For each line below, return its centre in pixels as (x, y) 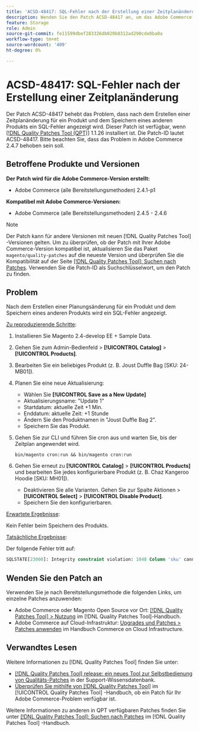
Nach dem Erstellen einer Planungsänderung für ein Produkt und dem (91, 307)
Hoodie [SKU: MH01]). (42, 479)
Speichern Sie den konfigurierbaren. (68, 503)
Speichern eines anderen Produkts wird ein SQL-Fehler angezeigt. (87, 313)
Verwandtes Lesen (41, 648)
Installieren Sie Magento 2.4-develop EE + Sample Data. (83, 336)
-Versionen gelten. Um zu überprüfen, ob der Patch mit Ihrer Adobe (88, 242)
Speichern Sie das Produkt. (57, 426)
